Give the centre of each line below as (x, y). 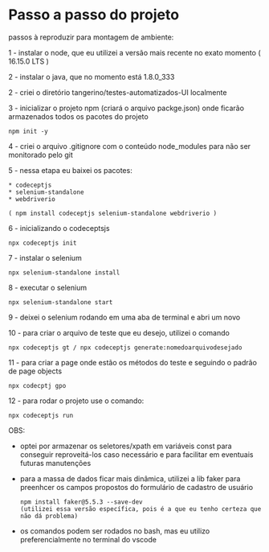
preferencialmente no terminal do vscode (88, 539)
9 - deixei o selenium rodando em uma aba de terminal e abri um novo (124, 317)
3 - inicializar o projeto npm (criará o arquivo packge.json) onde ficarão (126, 108)
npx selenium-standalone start (61, 302)
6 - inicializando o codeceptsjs (59, 228)
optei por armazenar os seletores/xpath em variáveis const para (126, 446)
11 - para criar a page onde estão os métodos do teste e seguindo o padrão (132, 362)
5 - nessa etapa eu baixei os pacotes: (70, 170)
